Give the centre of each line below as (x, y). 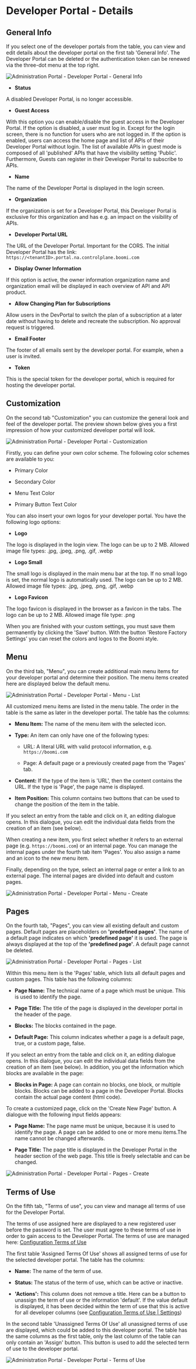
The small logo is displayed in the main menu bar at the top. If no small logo (97, 573)
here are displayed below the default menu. (58, 684)
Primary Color (31, 470)
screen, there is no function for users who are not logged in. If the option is (96, 134)
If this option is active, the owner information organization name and (88, 280)
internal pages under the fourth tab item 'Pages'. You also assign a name (93, 852)
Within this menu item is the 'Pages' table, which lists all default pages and (96, 973)
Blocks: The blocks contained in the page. (65, 1026)
